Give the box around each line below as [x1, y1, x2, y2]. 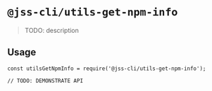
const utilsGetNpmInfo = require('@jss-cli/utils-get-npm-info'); [7, 65, 206, 72]
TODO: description [24, 26, 80, 34]
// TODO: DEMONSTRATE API [7, 77, 83, 84]
